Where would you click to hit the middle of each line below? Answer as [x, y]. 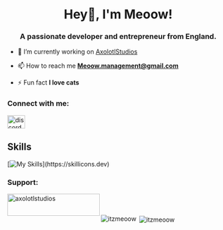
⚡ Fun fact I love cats [48, 83]
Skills [19, 147]
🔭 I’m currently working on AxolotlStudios [77, 52]
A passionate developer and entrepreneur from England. [118, 37]
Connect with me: [38, 104]
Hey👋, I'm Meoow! [118, 14]
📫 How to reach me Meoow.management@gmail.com [98, 66]
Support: [23, 182]
